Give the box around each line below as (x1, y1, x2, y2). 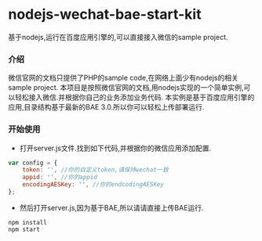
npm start (8, 225, 41, 233)
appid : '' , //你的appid (22, 174, 98, 182)
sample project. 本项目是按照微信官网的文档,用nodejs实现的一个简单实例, (8, 83, 244, 92)
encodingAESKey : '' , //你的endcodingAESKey (22, 181, 165, 189)
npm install (8, 218, 47, 226)
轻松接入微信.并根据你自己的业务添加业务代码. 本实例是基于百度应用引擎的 (14, 92, 255, 103)
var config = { (8, 159, 58, 167)
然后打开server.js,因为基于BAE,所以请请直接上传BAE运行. (19, 203, 204, 212)
